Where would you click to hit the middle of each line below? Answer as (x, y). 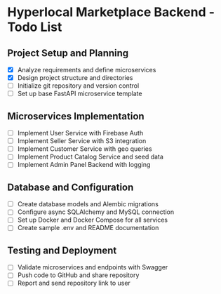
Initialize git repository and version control (78, 86)
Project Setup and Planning (68, 53)
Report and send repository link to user (74, 283)
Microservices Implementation (76, 116)
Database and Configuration (71, 187)
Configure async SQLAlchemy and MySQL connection (96, 212)
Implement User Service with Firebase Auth (80, 133)
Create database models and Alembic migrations (88, 204)
